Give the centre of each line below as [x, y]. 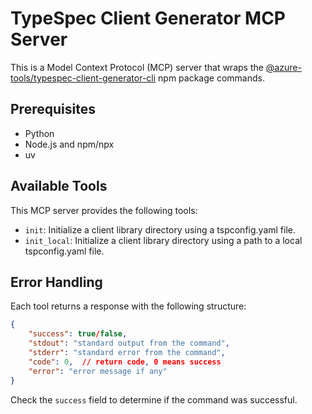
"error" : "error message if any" [98, 371]
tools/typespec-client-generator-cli [83, 78]
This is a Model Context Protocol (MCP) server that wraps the [137, 67]
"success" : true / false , [78, 334]
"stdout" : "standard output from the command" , [129, 343]
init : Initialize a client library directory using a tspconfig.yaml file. [160, 229]
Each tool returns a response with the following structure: [128, 306]
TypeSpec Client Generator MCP [148, 18]
